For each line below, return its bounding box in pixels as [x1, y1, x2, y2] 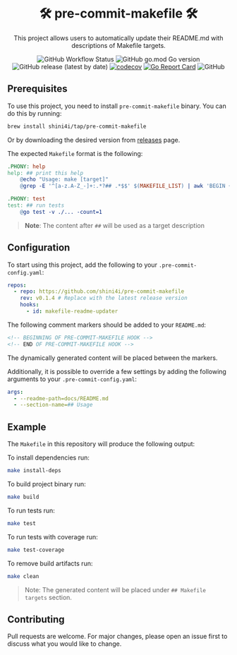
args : [7, 388, 23, 395]
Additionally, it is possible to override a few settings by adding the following [7, 367, 227, 375]
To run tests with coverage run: [7, 532, 98, 541]
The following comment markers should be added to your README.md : [7, 320, 207, 329]
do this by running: [7, 109, 62, 117]
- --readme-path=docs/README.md [13, 395, 109, 402]
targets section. [24, 593, 73, 601]
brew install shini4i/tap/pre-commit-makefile [7, 123, 147, 130]
